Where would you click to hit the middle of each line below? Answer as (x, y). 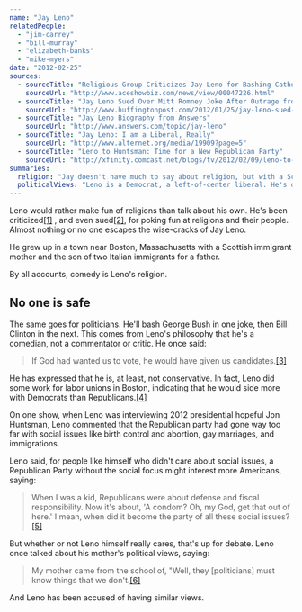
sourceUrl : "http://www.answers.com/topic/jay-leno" (126, 127)
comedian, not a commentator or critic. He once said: (108, 343)
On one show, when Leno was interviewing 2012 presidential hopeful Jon (145, 414)
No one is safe (50, 302)
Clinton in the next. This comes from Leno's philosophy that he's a (132, 333)
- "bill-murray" (48, 43)
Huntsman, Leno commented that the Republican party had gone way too (145, 424)
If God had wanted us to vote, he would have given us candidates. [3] (159, 360)
